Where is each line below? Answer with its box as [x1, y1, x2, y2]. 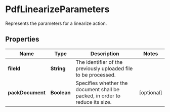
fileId [8, 65, 21, 72]
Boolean [50, 89, 71, 96]
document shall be [75, 86, 120, 93]
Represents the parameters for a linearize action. [5, 20, 107, 26]
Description [90, 50, 119, 57]
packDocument [8, 89, 46, 96]
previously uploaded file [75, 65, 133, 72]
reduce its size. [75, 98, 112, 105]
